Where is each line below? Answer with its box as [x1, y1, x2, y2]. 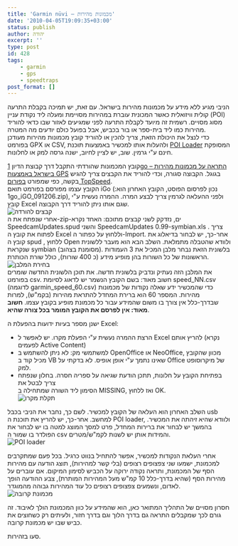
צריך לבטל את [17, 379, 56, 387]
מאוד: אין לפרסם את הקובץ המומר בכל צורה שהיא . [7, 305, 150, 314]
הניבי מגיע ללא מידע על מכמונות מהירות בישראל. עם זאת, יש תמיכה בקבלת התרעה [7, 103, 229, 111]
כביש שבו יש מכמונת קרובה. [7, 518, 82, 527]
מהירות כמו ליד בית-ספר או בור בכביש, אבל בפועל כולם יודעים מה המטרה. [7, 125, 206, 134]
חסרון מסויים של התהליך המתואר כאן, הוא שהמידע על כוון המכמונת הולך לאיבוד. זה [7, 503, 229, 512]
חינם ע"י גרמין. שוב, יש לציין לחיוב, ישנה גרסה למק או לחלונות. [7, 148, 173, 157]
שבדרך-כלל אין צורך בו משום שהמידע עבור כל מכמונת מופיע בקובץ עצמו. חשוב [7, 298, 219, 307]
